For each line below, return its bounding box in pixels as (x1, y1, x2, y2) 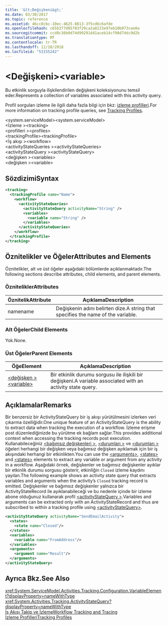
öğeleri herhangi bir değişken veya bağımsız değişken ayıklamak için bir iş (5, 446, 158, 452)
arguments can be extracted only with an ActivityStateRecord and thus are (5, 499, 159, 505)
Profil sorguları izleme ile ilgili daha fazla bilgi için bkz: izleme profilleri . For (5, 102, 157, 108)
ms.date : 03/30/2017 (5, 12, 48, 17)
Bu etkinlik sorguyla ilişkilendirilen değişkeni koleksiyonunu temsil (5, 87, 140, 93)
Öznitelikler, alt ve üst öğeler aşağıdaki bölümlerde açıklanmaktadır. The (5, 265, 151, 271)
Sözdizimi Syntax (5, 174, 59, 182)
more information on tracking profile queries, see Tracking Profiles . (5, 107, 143, 113)
